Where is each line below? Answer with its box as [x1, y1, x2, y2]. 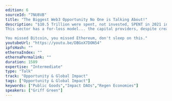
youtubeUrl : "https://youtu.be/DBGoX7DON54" [5, 40, 102, 46]
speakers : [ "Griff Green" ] [5, 88, 63, 93]
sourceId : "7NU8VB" [5, 12, 47, 17]
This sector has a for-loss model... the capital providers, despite [5, 27, 157, 32]
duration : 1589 [5, 59, 38, 64]
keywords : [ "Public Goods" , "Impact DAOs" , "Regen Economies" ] [5, 83, 139, 88]
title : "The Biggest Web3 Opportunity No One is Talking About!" [5, 17, 147, 22]
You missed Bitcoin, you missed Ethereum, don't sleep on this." [5, 36, 147, 41]
